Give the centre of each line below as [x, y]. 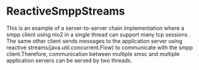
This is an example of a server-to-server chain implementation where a [95, 28]
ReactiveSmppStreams [66, 11]
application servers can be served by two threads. [69, 60]
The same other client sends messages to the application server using [94, 41]
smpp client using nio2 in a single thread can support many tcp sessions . [99, 34]
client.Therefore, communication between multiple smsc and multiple [93, 54]
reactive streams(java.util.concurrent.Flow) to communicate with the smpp [100, 47]
